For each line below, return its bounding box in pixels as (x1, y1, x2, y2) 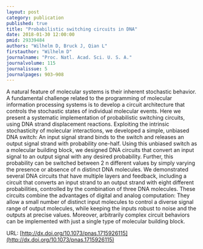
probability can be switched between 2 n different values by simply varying (6, 159, 196, 167)
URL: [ (6, 229, 23, 237)
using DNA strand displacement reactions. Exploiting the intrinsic (6, 120, 169, 128)
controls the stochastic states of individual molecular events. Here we (6, 107, 182, 115)
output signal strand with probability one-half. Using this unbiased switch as (6, 140, 198, 147)
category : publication (6, 15, 64, 21)
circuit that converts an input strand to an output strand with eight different (6, 179, 194, 186)
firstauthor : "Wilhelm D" (6, 49, 72, 55)
